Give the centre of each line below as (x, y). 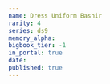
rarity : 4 (25, 23)
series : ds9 (28, 30)
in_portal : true (35, 53)
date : (17, 61)
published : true (35, 68)
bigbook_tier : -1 (37, 46)
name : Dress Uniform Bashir (55, 16)
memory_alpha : (32, 38)
